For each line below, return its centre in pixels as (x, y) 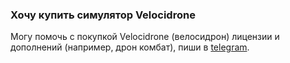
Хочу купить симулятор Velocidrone (103, 15)
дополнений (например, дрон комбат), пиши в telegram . (130, 47)
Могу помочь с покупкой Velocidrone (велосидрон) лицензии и (145, 37)
